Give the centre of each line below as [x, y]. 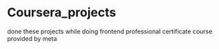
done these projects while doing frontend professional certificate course [110, 31]
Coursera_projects [62, 13]
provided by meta [32, 38]
